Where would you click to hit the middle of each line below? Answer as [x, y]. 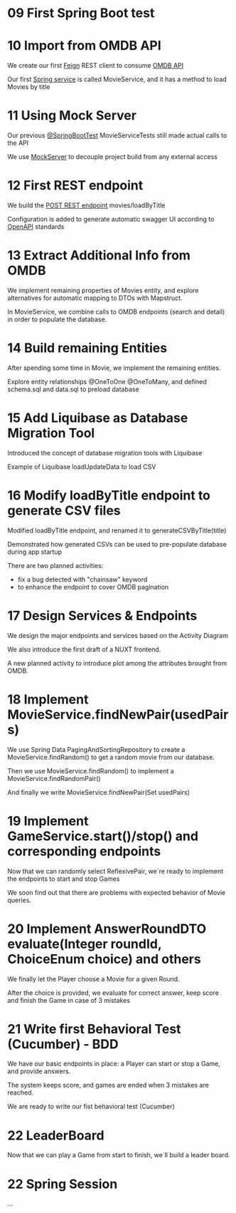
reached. [21, 1093]
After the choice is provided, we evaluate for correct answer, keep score [113, 993]
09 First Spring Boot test [81, 13]
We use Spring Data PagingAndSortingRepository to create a [96, 749]
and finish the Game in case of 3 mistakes [69, 1000]
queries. [20, 900]
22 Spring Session [63, 1184]
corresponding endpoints [84, 851]
